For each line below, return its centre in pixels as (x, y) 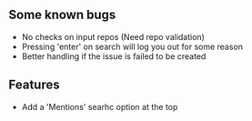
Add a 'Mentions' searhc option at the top (100, 106)
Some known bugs (62, 15)
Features (34, 85)
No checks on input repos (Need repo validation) (113, 36)
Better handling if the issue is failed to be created (114, 56)
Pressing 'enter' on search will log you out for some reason (132, 46)
